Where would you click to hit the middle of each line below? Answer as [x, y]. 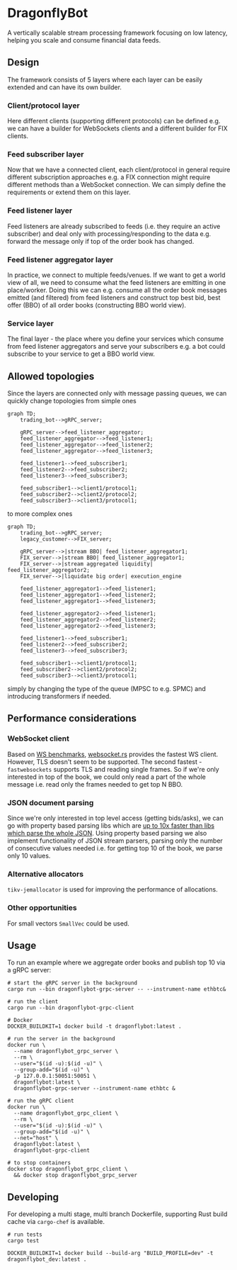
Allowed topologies [51, 376]
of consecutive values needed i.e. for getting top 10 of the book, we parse [115, 848]
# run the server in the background [61, 1039]
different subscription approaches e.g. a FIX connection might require [109, 177]
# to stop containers [39, 1163]
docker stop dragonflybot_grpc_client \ [68, 1169]
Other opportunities [42, 908]
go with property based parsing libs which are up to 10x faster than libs [111, 826]
